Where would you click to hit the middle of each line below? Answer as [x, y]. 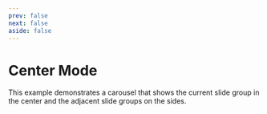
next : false [28, 23]
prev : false [28, 16]
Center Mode [53, 70]
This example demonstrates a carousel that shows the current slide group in [134, 92]
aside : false [30, 31]
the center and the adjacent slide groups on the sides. [97, 101]
